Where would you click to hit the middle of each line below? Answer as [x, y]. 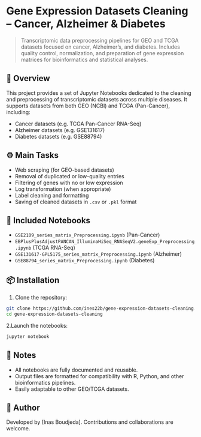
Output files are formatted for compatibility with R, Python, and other [99, 376]
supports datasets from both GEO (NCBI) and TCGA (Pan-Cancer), [88, 106]
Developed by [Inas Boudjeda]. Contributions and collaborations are [90, 422]
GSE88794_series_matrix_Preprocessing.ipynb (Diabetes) [85, 261]
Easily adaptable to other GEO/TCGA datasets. [72, 389]
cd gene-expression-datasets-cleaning [54, 314]
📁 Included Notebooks [48, 220]
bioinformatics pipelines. [45, 382]
